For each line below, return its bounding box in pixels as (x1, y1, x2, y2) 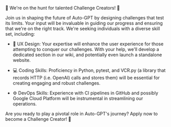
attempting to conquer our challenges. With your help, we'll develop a (12, 46, 159, 52)
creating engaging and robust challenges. (12, 80, 101, 86)
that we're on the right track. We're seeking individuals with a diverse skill (5, 26, 160, 32)
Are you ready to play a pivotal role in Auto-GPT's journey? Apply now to (5, 111, 158, 117)
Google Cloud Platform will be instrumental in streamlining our (12, 95, 143, 101)
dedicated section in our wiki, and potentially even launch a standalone (12, 52, 162, 58)
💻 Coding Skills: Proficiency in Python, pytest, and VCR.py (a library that (12, 67, 166, 73)
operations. (12, 101, 37, 107)
